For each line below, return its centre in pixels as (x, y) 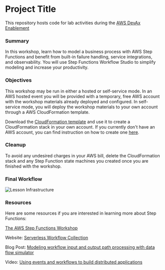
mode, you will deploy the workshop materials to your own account (90, 107)
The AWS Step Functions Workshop (41, 228)
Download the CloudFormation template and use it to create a (68, 122)
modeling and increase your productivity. (47, 67)
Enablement (17, 28)
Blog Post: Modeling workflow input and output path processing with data (80, 247)
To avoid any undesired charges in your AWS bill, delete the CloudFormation (82, 156)
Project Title (31, 9)
